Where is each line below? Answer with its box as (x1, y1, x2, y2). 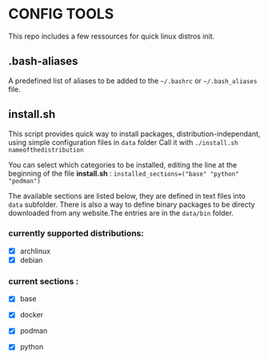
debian (19, 255, 43, 264)
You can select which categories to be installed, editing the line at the (8, 159, 238, 169)
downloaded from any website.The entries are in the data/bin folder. (8, 208, 234, 217)
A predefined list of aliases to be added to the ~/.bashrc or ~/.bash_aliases (8, 75, 258, 85)
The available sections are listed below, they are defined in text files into (8, 191, 246, 200)
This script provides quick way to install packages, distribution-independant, (8, 129, 261, 139)
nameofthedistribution (8, 146, 84, 154)
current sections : (8, 276, 79, 287)
